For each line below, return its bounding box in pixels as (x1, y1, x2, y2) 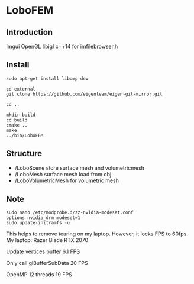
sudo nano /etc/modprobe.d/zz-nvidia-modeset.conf (6, 209, 134, 216)
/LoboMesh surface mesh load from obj (14, 170, 112, 177)
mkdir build (6, 112, 35, 118)
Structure (6, 149, 43, 159)
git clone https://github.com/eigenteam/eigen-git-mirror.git (6, 91, 163, 97)
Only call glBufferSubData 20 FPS (6, 260, 88, 267)
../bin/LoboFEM (6, 133, 44, 138)
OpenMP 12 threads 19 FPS (6, 271, 72, 278)
